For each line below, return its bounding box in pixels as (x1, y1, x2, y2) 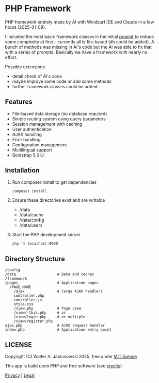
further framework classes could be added (12, 83, 98, 89)
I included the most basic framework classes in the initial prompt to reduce (5, 34, 154, 39)
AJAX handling (12, 131, 42, 137)
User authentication (12, 126, 52, 132)
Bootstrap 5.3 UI (12, 152, 45, 158)
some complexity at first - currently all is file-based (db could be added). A (5, 38, 155, 44)
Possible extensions (5, 64, 45, 70)
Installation (5, 166, 40, 174)
